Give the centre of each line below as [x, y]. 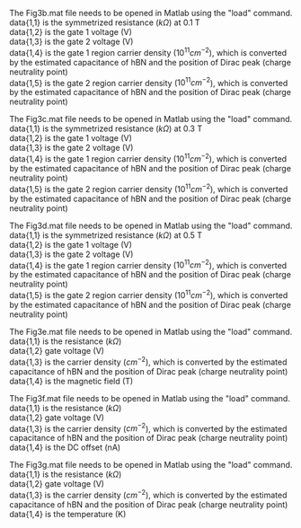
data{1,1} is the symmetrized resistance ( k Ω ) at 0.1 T [105, 22]
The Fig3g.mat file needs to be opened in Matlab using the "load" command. [151, 465]
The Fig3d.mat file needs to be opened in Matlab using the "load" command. [151, 225]
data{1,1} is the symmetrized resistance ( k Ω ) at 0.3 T [106, 128]
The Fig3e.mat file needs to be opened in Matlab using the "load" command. [151, 331]
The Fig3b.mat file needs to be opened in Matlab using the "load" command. [151, 13]
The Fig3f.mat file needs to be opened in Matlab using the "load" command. [150, 398]
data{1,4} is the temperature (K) [68, 514]
